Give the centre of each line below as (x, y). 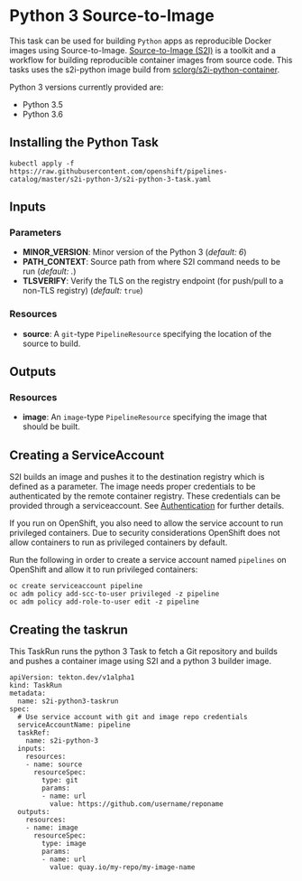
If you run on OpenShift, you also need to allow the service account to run (146, 523)
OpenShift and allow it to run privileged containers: (104, 569)
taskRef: (34, 733)
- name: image (52, 828)
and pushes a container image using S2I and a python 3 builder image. (141, 661)
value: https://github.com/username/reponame (136, 804)
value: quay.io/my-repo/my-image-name (122, 867)
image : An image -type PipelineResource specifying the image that (145, 417)
